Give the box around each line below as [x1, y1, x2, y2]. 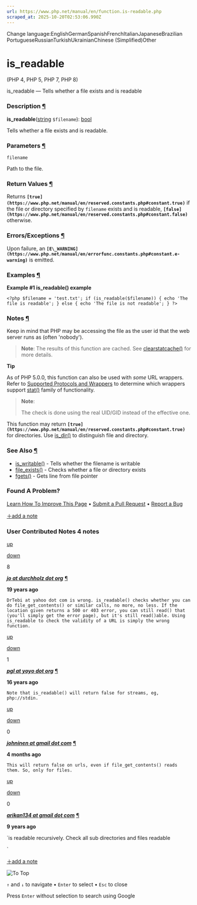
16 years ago [6, 679, 39, 686]
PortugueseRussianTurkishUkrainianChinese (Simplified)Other [6, 36, 157, 43]
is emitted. [29, 256, 55, 263]
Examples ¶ [6, 271, 40, 279]
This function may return [6, 420, 66, 428]
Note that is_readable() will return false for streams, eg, [6, 690, 159, 696]
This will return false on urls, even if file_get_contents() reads [6, 763, 178, 768]
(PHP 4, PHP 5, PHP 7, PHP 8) [6, 76, 79, 83]
